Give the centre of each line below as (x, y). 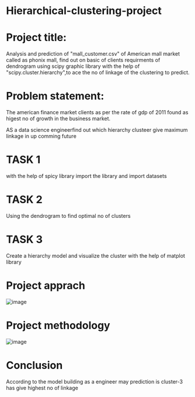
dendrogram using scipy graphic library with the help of (73, 66)
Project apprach (46, 286)
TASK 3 (24, 240)
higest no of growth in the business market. (58, 119)
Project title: (36, 38)
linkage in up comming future (41, 136)
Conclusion (34, 365)
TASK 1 (23, 160)
